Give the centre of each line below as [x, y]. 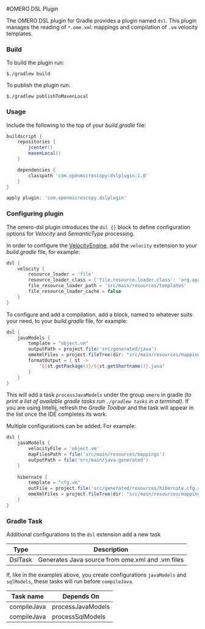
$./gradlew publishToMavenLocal [47, 96]
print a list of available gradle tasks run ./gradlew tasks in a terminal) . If [98, 401]
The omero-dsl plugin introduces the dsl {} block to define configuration [98, 227]
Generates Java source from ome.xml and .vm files [111, 560]
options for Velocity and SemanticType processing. [70, 233]
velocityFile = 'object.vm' [64, 449]
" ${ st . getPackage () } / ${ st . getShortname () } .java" [102, 366]
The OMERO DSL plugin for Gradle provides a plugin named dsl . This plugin [102, 20]
